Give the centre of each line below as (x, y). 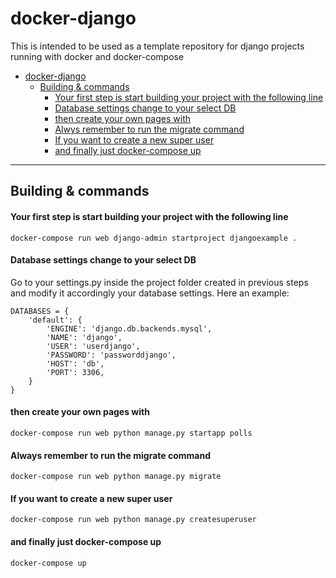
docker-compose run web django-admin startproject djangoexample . (154, 238)
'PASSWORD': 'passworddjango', (111, 355)
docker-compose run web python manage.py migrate (116, 477)
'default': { (55, 320)
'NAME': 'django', (84, 337)
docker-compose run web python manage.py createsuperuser (133, 520)
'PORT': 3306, (75, 372)
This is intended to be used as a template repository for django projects (157, 46)
